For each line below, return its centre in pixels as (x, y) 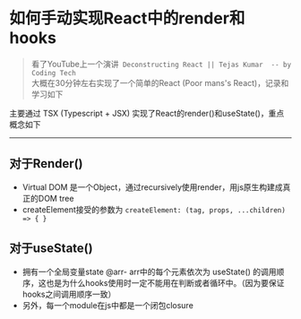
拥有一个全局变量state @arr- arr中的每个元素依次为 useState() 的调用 (149, 272)
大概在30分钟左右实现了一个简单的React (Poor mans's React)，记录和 (160, 82)
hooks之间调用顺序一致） (69, 294)
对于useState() (51, 249)
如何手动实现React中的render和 (127, 18)
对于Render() (46, 164)
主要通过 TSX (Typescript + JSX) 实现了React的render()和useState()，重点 (147, 113)
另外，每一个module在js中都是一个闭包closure (108, 305)
